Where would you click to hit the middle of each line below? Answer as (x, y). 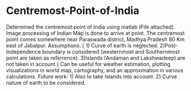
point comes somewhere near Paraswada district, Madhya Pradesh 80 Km (95, 39)
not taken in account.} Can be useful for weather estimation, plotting (88, 64)
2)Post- (169, 45)
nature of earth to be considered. (46, 82)
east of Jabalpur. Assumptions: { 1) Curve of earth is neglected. (82, 45)
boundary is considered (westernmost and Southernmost (111, 51)
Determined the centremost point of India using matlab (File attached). (91, 27)
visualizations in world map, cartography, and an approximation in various (95, 70)
